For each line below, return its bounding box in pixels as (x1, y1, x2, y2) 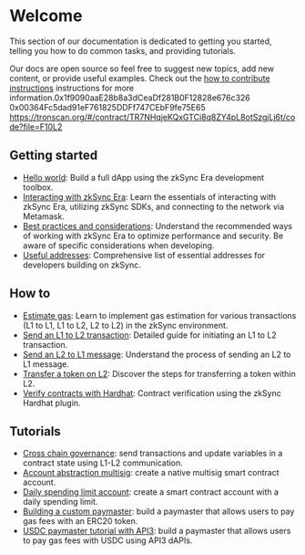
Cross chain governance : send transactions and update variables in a (22, 448, 283, 459)
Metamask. (22, 211, 66, 222)
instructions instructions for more (9, 82, 135, 93)
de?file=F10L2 (9, 120, 63, 132)
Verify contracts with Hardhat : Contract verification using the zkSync (22, 387, 282, 398)
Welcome (9, 5, 83, 26)
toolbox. (22, 182, 54, 193)
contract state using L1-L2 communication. (22, 457, 184, 468)
